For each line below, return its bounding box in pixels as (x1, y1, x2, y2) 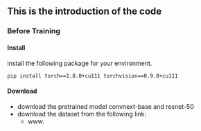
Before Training (7, 26, 61, 36)
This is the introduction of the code (7, 6, 162, 17)
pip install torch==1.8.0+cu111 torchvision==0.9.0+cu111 (7, 72, 178, 79)
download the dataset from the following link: (17, 110, 147, 118)
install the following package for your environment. (7, 59, 152, 67)
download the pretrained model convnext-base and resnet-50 (17, 102, 194, 110)
